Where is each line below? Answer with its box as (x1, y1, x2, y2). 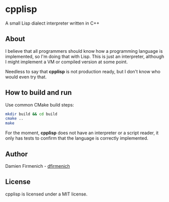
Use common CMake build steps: (5, 102, 74, 108)
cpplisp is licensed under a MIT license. (5, 191, 88, 197)
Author (5, 150, 28, 158)
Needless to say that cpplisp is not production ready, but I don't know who (5, 68, 160, 74)
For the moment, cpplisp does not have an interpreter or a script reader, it (5, 130, 159, 136)
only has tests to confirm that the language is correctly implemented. (5, 135, 149, 141)
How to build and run (5, 88, 72, 97)
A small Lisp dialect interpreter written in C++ (5, 20, 100, 26)
